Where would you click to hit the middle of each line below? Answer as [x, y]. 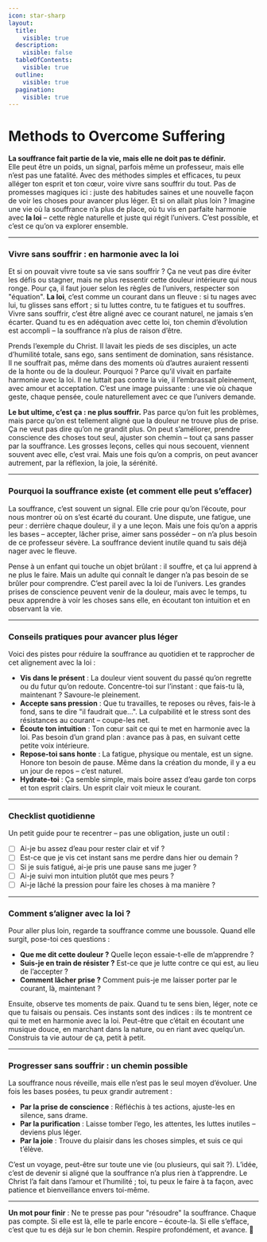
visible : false [48, 53]
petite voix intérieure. [54, 746]
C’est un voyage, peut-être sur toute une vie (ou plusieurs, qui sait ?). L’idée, [133, 1165]
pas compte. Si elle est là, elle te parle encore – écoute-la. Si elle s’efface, [129, 1221]
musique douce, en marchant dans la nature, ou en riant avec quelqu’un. [127, 1029]
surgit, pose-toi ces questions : [59, 939]
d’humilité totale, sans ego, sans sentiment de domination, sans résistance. [131, 354]
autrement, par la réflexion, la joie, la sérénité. [83, 463]
